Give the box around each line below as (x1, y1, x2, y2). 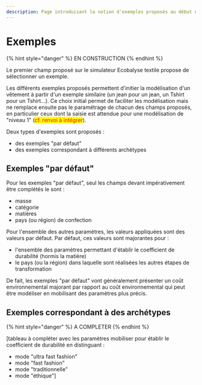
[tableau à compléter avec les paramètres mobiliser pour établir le (6, 335, 170, 342)
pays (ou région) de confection (14, 217, 92, 224)
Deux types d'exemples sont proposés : (6, 128, 105, 135)
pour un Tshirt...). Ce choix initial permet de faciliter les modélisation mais (6, 97, 188, 104)
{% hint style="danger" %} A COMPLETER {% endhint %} (6, 323, 149, 331)
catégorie (14, 204, 39, 211)
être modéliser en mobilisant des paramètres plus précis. (6, 290, 147, 297)
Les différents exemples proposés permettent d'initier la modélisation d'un (6, 84, 191, 91)
